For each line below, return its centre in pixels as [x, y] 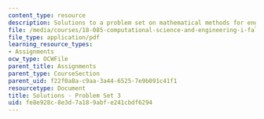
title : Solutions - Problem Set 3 [65, 96]
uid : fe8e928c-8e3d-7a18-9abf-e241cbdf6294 [81, 103]
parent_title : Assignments [52, 67]
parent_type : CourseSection [54, 74]
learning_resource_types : [50, 45]
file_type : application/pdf [54, 37]
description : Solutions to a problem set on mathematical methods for [126, 23]
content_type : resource [47, 15]
